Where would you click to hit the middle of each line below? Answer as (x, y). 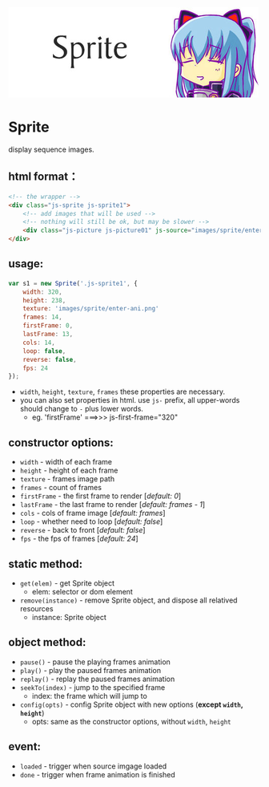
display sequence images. (51, 149)
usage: (26, 264)
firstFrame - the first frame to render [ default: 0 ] (100, 496)
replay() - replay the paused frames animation (97, 679)
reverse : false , (50, 359)
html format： (44, 177)
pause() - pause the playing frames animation (95, 662)
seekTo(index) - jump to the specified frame (92, 687)
